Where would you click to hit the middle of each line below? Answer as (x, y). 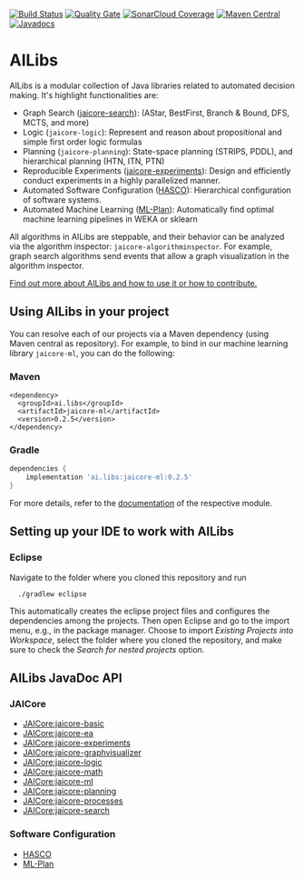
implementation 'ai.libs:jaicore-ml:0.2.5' (109, 477)
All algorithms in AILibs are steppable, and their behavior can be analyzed (147, 236)
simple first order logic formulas (82, 142)
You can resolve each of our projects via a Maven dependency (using (139, 334)
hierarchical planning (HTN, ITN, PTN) (93, 161)
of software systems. (62, 199)
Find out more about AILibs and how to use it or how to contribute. (133, 283)
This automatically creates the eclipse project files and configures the (140, 611)
